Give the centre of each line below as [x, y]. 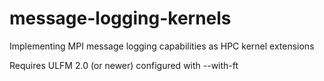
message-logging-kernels [120, 18]
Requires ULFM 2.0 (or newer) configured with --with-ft [124, 65]
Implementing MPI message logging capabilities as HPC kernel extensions [162, 46]
